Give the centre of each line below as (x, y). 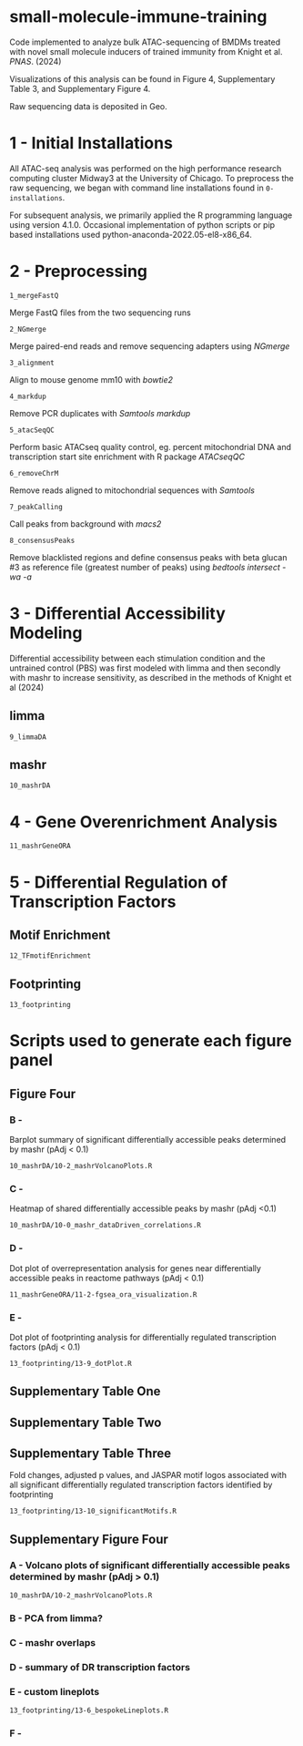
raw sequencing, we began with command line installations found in (136, 188)
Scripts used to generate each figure (151, 1041)
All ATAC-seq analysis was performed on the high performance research (146, 168)
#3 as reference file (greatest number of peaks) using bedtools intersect (145, 567)
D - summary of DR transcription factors (100, 1667)
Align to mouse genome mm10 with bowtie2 (91, 379)
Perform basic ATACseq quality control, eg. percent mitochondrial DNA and (151, 447)
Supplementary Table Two (86, 1422)
